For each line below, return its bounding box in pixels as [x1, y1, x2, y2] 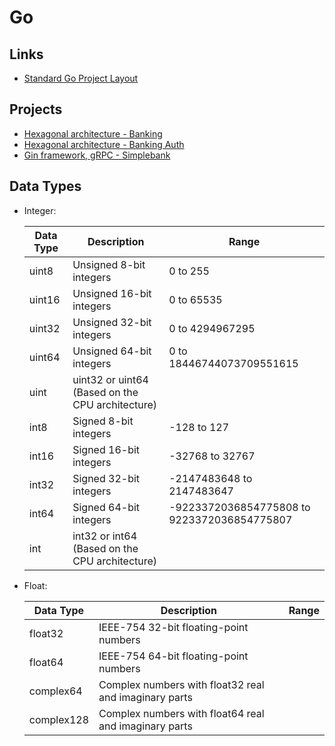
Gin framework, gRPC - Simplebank [23, 149, 171, 161]
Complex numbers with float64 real [98, 706, 265, 720]
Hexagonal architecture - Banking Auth [23, 138, 185, 150]
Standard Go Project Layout [23, 72, 139, 84]
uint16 [28, 292, 61, 306]
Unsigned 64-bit [72, 344, 152, 358]
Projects [9, 101, 63, 118]
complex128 [28, 712, 90, 726]
